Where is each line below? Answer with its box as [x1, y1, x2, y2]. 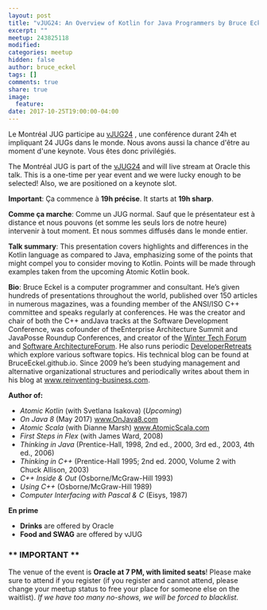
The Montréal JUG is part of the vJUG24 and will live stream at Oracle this [8, 162, 250, 171]
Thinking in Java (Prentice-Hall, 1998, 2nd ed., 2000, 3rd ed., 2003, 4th [19, 440, 255, 449]
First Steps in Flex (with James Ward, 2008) [19, 431, 164, 441]
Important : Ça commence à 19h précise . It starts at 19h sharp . [8, 194, 214, 203]
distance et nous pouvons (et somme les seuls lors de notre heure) [8, 218, 227, 227]
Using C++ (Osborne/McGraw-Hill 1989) [19, 482, 153, 491]
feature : [15, 100, 44, 108]
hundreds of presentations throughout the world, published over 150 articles [8, 291, 258, 300]
